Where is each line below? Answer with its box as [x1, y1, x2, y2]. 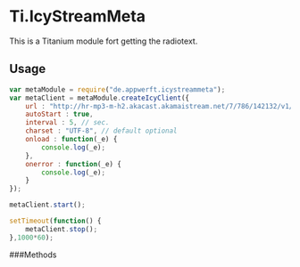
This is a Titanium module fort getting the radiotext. [9, 36, 198, 46]
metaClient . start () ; [9, 200, 87, 210]
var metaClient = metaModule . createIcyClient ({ [9, 93, 190, 102]
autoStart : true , [25, 109, 94, 119]
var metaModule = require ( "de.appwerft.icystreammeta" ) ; [9, 85, 226, 94]
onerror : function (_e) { [25, 159, 122, 168]
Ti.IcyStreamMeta [9, 6, 146, 27]
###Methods [9, 249, 57, 260]
